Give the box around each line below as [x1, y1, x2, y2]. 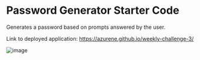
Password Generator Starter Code [6, 4, 180, 17]
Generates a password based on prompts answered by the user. [6, 23, 166, 31]
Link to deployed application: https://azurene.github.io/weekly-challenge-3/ [6, 35, 194, 42]
